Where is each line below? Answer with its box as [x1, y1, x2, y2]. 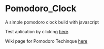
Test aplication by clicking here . [5, 28, 70, 34]
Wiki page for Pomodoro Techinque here [5, 38, 88, 44]
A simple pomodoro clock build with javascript [5, 19, 99, 25]
